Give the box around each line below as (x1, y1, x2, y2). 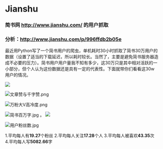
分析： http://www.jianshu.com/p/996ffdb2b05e (5, 36, 122, 43)
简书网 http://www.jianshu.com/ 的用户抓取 (5, 22, 109, 29)
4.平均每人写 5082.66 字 (5, 139, 53, 145)
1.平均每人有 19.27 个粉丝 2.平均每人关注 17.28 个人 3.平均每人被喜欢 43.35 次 (5, 132, 155, 139)
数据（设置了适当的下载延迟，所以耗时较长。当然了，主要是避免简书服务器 (5, 54, 154, 60)
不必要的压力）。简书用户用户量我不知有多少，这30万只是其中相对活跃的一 (9, 60, 158, 66)
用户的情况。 (5, 72, 31, 78)
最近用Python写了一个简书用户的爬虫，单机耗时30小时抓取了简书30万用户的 (5, 48, 158, 54)
